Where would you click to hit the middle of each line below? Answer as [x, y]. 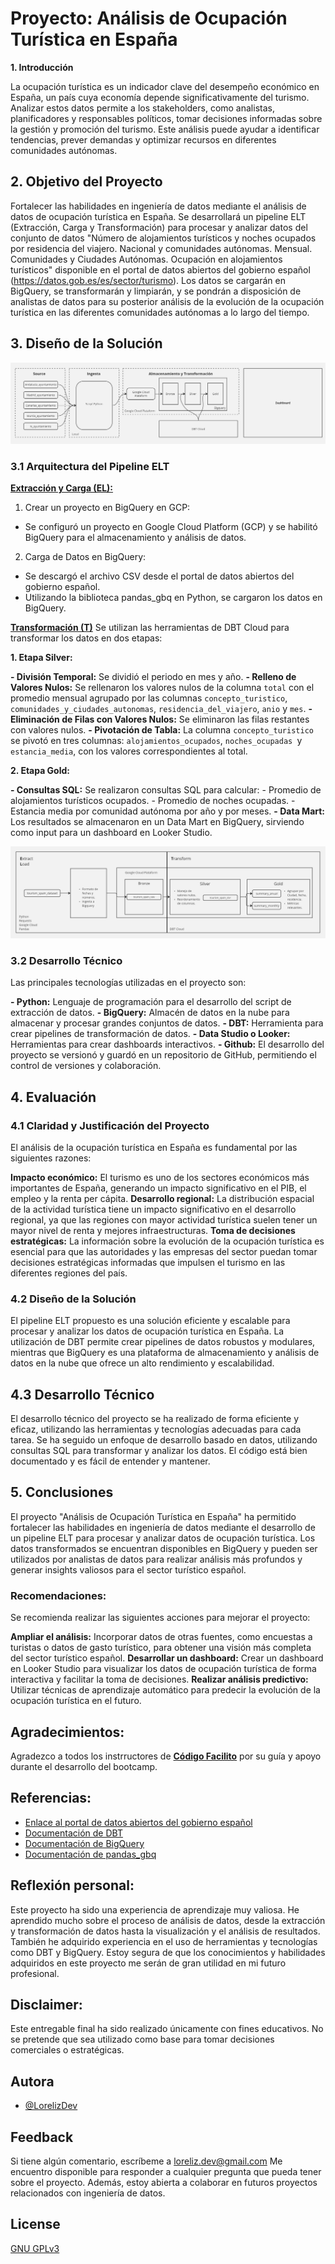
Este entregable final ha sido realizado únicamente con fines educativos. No [167, 2029]
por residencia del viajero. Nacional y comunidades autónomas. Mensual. [161, 248]
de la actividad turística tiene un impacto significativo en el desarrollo [153, 1209]
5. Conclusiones [62, 1492]
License [35, 2224]
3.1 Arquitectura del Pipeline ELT [90, 466]
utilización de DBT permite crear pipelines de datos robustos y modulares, [163, 1342]
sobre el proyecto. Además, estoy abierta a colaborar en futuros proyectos [164, 2183]
